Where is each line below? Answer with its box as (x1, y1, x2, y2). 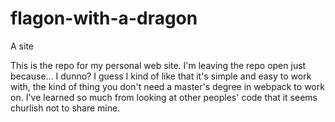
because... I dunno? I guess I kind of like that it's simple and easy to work (10, 70, 312, 82)
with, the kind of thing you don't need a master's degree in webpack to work (10, 80, 325, 92)
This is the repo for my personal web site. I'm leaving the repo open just (10, 59, 307, 71)
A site (10, 40, 34, 52)
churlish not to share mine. (10, 102, 121, 114)
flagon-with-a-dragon (10, 7, 198, 30)
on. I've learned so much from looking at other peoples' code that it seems (10, 91, 318, 103)
